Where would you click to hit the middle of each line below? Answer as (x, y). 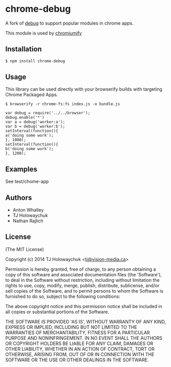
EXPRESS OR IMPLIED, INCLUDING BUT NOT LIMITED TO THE (71, 327)
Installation (24, 49)
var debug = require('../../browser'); (48, 113)
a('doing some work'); (29, 136)
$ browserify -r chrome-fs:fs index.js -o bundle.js (63, 104)
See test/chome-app (27, 181)
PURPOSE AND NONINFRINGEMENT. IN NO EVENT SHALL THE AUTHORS (84, 338)
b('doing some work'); (29, 149)
